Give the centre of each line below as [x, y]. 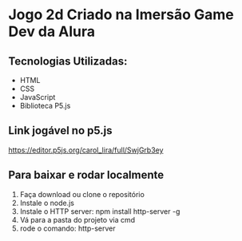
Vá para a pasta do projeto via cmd [77, 219]
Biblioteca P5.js [45, 106]
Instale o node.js [47, 203]
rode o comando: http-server [67, 228]
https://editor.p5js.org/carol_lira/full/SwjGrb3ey [86, 150]
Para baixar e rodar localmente [86, 175]
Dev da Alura [52, 32]
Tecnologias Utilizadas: [68, 61]
